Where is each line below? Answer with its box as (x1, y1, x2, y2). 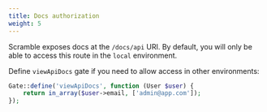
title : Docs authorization (8, 11, 100, 20)
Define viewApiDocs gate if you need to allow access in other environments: (8, 66, 260, 75)
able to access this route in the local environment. (8, 50, 178, 60)
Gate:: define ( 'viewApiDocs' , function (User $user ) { (8, 82, 195, 90)
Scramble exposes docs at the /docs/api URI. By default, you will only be (8, 41, 253, 51)
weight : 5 (8, 19, 42, 28)
